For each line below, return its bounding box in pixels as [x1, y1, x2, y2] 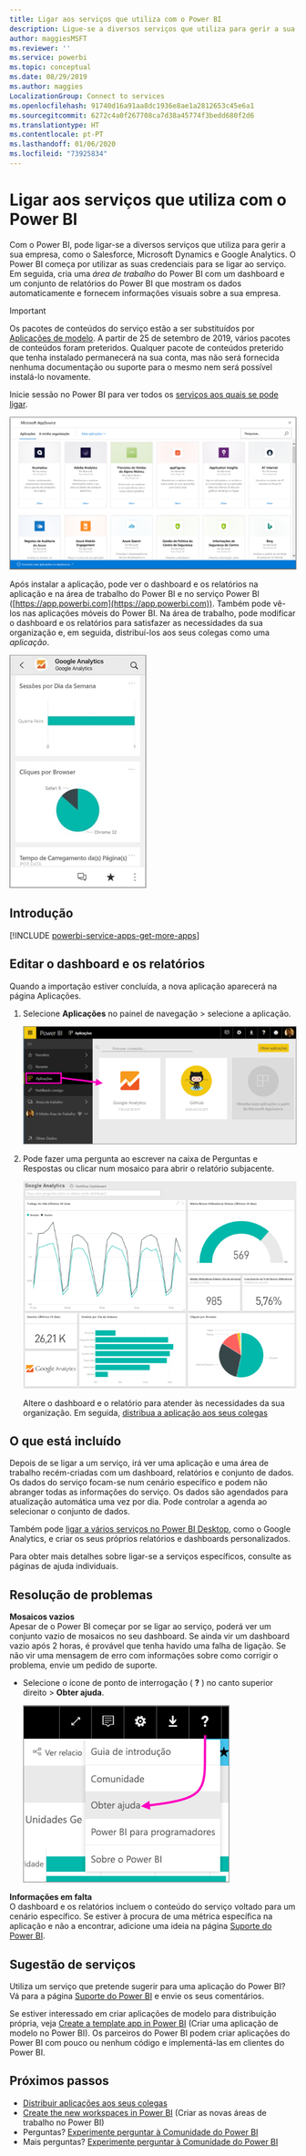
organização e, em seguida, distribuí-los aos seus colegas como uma [9, 627, 270, 638]
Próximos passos [9, 2073, 109, 2089]
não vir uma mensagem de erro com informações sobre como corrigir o [9, 1650, 279, 1661]
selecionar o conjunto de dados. [9, 1506, 130, 1517]
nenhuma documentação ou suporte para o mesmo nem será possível [9, 361, 273, 373]
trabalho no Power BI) [22, 2117, 105, 2128]
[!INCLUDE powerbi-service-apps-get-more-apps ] [9, 929, 200, 940]
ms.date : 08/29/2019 [9, 73, 88, 82]
